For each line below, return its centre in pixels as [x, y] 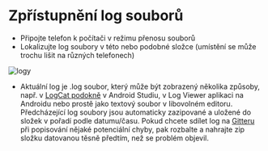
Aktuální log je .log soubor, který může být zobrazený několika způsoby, [140, 86]
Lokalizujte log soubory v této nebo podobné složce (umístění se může [138, 46]
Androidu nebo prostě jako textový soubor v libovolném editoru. [126, 103]
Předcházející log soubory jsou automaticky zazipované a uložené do [136, 112]
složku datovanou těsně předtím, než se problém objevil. [114, 138]
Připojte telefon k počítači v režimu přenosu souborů [108, 38]
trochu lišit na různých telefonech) [77, 55]
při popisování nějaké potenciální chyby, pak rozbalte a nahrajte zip [132, 129]
